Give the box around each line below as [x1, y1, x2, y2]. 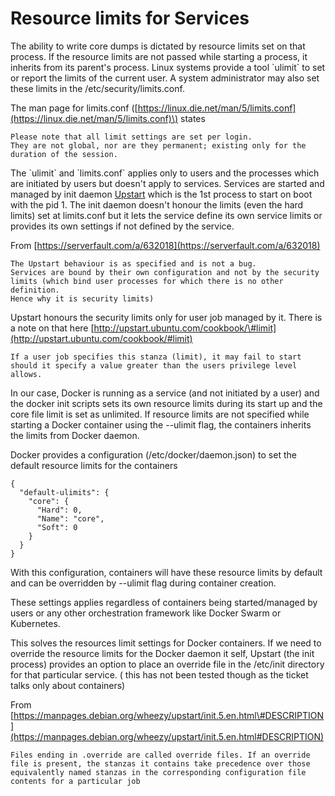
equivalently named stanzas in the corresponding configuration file [10, 767, 307, 777]
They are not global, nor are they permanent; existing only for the [10, 140, 307, 151]
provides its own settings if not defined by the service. [10, 220, 235, 232]
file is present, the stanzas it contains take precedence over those [10, 758, 311, 769]
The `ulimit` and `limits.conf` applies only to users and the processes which [10, 167, 320, 179]
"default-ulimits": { [19, 487, 110, 497]
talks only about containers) [10, 679, 126, 691]
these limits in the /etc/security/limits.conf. [10, 82, 185, 94]
